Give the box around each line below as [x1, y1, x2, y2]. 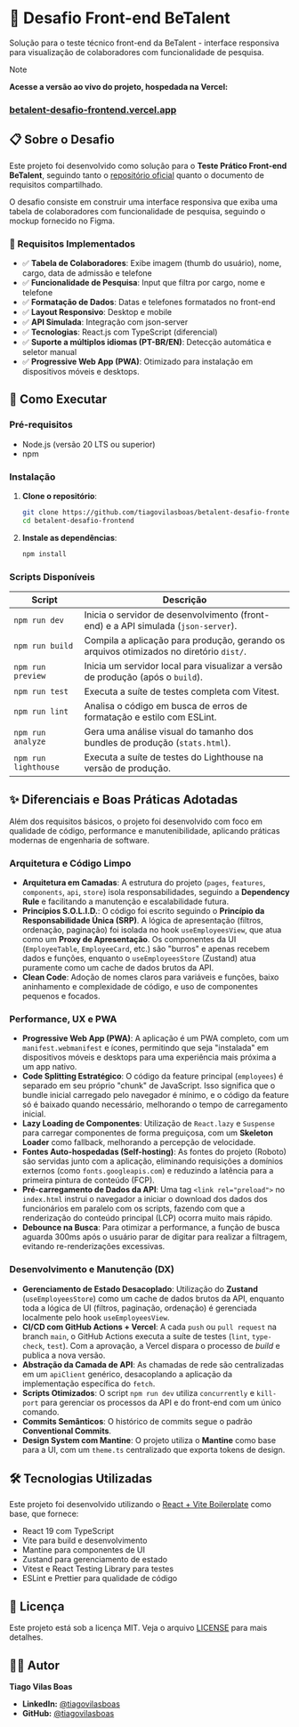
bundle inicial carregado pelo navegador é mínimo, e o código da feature [21, 1090, 289, 1101]
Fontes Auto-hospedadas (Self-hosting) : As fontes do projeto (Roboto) [21, 1147, 287, 1158]
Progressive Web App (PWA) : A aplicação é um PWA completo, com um [21, 1033, 289, 1044]
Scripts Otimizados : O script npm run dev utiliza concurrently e [21, 1387, 255, 1398]
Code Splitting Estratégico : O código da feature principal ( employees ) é [21, 1071, 284, 1082]
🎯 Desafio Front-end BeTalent [9, 8, 230, 28]
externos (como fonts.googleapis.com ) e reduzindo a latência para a [21, 1166, 274, 1176]
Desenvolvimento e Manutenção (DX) [9, 1263, 175, 1276]
